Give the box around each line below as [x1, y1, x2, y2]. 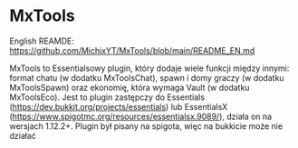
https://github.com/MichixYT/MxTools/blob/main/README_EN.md [9, 44, 255, 55]
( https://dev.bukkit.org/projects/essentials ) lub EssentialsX [9, 101, 228, 112]
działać [9, 130, 36, 141]
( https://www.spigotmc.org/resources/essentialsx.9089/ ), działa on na [9, 111, 273, 122]
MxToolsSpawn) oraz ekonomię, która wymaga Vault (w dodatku [9, 82, 250, 93]
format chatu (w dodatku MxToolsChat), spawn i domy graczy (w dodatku [9, 72, 284, 83]
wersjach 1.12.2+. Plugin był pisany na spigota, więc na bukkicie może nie [9, 120, 284, 132]
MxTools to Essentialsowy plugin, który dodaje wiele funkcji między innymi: [9, 63, 290, 74]
